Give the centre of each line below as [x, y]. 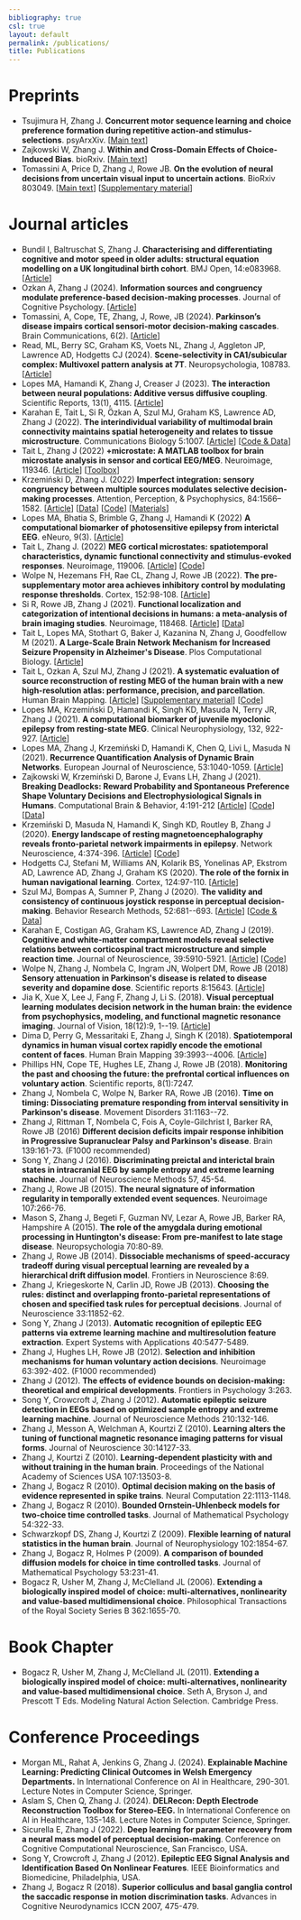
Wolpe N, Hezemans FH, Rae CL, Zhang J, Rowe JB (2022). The [140, 575]
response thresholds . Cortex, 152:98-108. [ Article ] [116, 595]
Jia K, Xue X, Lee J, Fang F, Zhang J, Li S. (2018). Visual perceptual [147, 997]
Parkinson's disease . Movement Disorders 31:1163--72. [125, 1112]
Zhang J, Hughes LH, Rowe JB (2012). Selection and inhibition [138, 1352]
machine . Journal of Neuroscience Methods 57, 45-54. [124, 1179]
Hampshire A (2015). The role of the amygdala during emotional [142, 1227]
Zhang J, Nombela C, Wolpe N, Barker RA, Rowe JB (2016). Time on [147, 1093]
